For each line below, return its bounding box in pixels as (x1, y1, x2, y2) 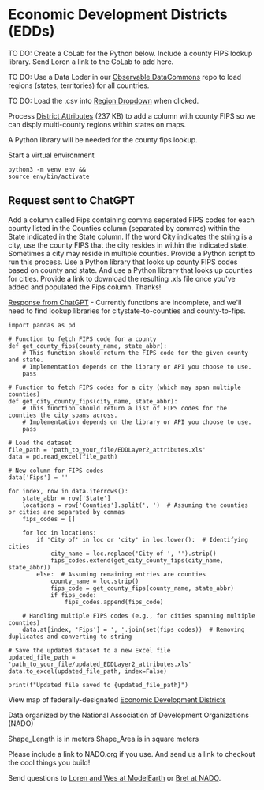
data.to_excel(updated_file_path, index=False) (8, 667, 168, 675)
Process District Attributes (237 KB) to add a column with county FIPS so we (8, 111, 256, 120)
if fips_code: (50, 591, 97, 599)
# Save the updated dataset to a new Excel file (8, 646, 171, 654)
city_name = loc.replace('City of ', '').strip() (50, 550, 217, 558)
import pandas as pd (8, 321, 76, 329)
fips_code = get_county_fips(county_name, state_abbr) (50, 584, 235, 592)
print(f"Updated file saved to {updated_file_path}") (8, 681, 189, 689)
